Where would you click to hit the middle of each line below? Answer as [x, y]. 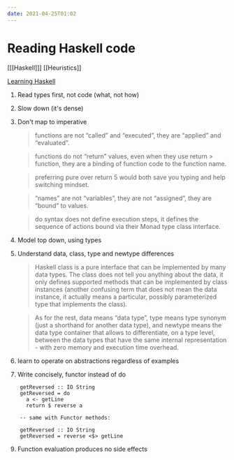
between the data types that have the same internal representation [131, 340]
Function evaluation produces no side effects [82, 449]
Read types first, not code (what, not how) [78, 94]
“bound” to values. [61, 205]
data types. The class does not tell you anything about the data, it [129, 274]
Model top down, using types [59, 240]
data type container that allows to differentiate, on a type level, [125, 332]
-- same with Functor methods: [65, 417]
